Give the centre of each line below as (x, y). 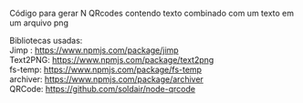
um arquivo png (39, 23)
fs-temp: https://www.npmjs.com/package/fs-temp (106, 69)
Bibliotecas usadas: (46, 41)
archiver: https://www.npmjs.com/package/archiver (106, 79)
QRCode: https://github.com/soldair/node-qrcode (103, 89)
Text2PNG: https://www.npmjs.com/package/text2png (112, 60)
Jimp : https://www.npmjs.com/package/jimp (94, 50)
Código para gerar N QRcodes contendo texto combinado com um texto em (152, 13)
